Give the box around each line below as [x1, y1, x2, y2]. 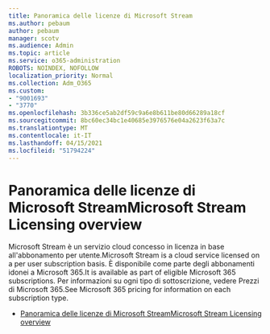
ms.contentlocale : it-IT [8, 131, 92, 139]
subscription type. [8, 293, 69, 303]
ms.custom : [8, 86, 45, 95]
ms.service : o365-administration [8, 57, 121, 65]
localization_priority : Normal [8, 72, 114, 80]
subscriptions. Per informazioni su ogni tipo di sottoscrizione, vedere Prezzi [8, 276, 260, 286]
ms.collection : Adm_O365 [8, 79, 92, 87]
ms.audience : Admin [8, 42, 74, 50]
